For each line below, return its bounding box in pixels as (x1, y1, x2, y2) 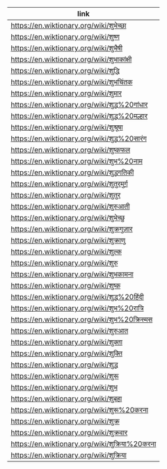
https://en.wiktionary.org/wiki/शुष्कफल (10, 145, 131, 154)
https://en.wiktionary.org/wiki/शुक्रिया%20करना (10, 439, 157, 448)
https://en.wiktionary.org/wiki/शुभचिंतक (10, 77, 133, 86)
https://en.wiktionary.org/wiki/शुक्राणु (10, 236, 126, 245)
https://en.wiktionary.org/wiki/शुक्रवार (10, 428, 128, 437)
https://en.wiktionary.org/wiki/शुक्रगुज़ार (10, 224, 134, 234)
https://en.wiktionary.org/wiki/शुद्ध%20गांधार (10, 100, 148, 109)
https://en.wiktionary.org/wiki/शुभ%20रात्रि (10, 303, 144, 312)
